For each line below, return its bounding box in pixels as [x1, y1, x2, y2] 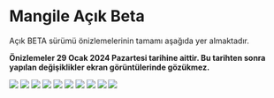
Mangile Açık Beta [9, 6, 145, 26]
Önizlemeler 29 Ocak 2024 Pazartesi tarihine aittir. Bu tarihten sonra [9, 52, 266, 63]
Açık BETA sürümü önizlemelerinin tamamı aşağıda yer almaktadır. [9, 35, 249, 46]
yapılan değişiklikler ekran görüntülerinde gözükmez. [9, 62, 210, 72]
